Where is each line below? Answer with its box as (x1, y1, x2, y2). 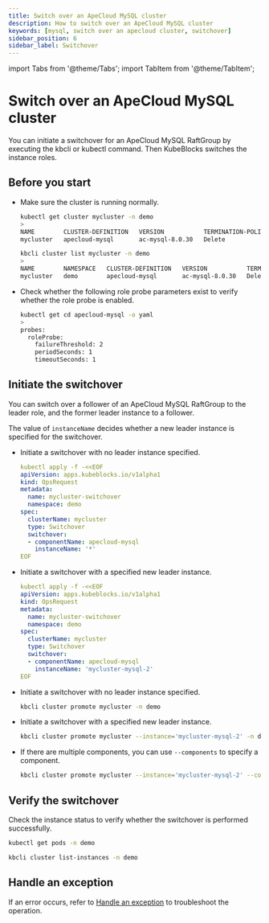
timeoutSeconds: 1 (35, 355, 96, 364)
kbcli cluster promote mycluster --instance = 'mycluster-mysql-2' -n (19, 732, 255, 740)
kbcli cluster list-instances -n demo (8, 853, 138, 861)
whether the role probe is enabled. (19, 295, 135, 305)
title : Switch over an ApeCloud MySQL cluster (8, 11, 167, 20)
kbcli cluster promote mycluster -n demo (19, 703, 161, 711)
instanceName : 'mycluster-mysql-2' (35, 665, 154, 673)
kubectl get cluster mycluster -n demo (19, 212, 154, 221)
